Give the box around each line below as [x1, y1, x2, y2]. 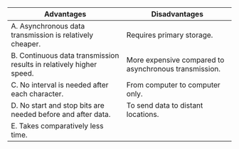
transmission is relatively [11, 30, 94, 40]
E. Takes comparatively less [11, 121, 104, 130]
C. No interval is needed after [11, 80, 109, 90]
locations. [126, 110, 159, 119]
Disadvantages [151, 9, 204, 19]
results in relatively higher [11, 60, 97, 69]
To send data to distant [126, 101, 203, 110]
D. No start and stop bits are [11, 101, 105, 110]
